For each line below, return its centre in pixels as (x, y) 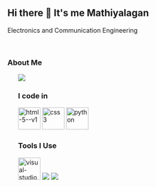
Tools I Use (37, 146)
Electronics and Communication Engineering (73, 30)
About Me (25, 63)
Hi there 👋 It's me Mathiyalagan (78, 13)
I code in (33, 96)
